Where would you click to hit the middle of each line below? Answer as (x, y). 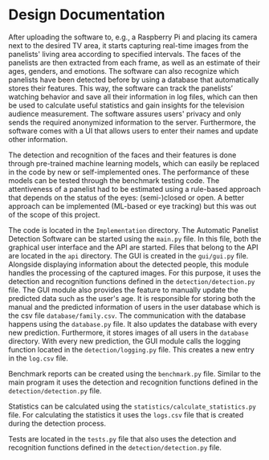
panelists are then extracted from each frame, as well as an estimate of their (134, 63)
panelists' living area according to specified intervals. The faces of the (124, 54)
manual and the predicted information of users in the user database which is (134, 307)
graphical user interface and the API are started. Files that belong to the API (133, 247)
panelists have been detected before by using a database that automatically (134, 79)
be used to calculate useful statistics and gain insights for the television (126, 105)
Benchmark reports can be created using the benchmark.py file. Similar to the (134, 373)
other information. (38, 139)
